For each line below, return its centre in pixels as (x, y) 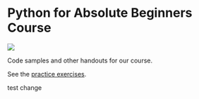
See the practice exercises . (47, 74)
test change (25, 87)
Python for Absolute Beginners (100, 13)
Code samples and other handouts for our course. (80, 60)
